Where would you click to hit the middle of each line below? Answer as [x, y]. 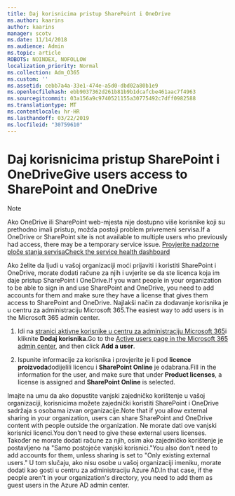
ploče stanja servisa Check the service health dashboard [89, 252]
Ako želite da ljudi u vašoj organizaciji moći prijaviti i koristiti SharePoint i [112, 266]
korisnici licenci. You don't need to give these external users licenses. [107, 433]
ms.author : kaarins [36, 20]
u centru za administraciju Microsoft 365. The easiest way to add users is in [116, 310]
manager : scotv [29, 33]
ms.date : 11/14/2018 [38, 40]
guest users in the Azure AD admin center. [68, 485]
